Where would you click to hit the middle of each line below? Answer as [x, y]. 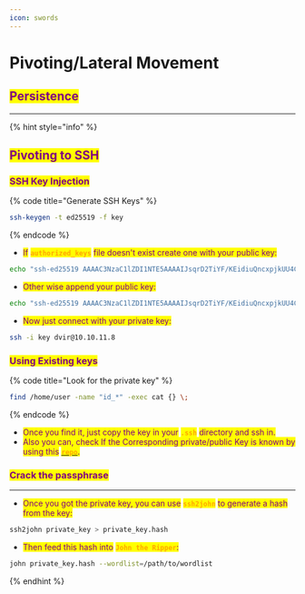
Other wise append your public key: [89, 287]
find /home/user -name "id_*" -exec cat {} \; [99, 398]
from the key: [47, 513]
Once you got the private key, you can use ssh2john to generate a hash [155, 503]
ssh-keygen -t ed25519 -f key [67, 218]
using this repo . [51, 451]
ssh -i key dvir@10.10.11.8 [63, 337]
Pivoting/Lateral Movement [114, 62]
